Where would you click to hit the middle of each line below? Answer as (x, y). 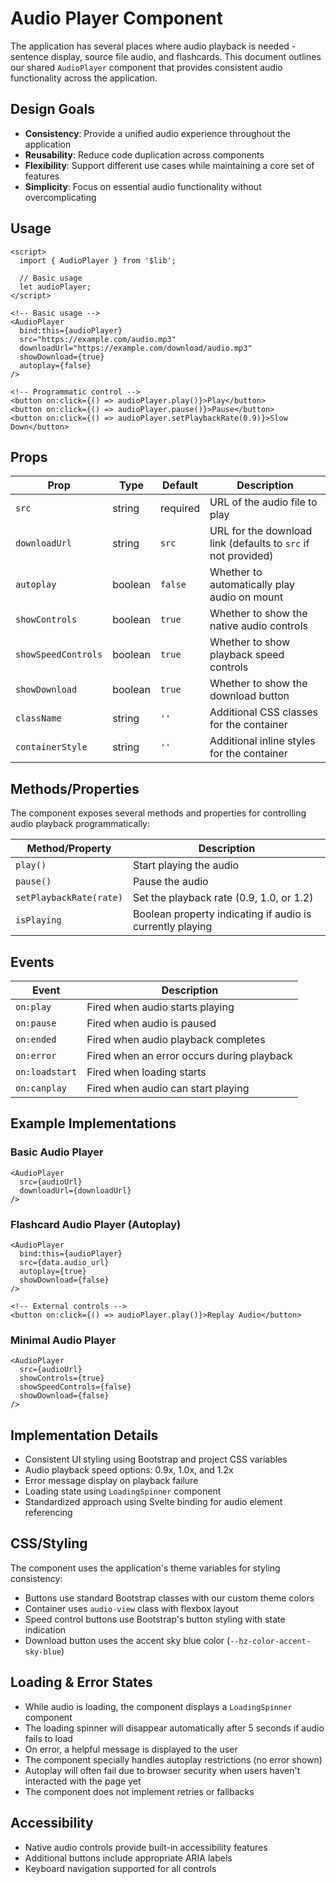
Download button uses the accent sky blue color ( (127, 1640)
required (180, 509)
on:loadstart (46, 1072)
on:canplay (41, 1088)
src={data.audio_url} (64, 1262)
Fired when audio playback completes (176, 1039)
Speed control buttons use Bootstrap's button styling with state (155, 1619)
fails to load (48, 1738)
